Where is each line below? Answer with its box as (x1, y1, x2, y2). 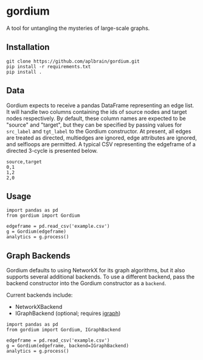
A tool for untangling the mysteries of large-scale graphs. (6, 24, 150, 32)
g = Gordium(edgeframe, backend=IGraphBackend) (6, 343, 129, 349)
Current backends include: (6, 291, 73, 299)
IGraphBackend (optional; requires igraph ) (15, 309, 121, 317)
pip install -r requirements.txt (6, 63, 91, 69)
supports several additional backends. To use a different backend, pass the (6, 273, 195, 281)
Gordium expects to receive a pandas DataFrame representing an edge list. (6, 102, 194, 109)
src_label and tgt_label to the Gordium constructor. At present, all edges (6, 127, 191, 135)
